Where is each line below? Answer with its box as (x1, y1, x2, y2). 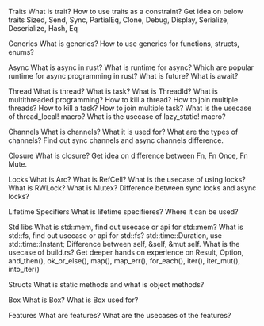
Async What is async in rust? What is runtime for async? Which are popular (8, 63, 254, 72)
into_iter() (8, 265, 40, 274)
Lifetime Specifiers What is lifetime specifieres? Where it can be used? (8, 207, 239, 217)
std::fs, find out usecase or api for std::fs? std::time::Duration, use (8, 231, 223, 240)
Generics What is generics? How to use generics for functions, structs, (8, 39, 240, 48)
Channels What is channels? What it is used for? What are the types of (8, 127, 239, 136)
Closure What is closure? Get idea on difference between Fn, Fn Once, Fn (8, 151, 248, 160)
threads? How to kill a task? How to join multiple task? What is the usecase (8, 103, 252, 113)
